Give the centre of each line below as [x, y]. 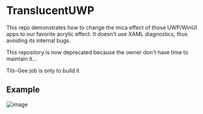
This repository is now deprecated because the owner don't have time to [97, 52]
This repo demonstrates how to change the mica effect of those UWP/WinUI [102, 27]
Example [23, 90]
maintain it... [22, 59]
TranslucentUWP [50, 11]
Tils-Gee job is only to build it [43, 70]
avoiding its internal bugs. [39, 40]
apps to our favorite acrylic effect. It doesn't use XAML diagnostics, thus [97, 34]
